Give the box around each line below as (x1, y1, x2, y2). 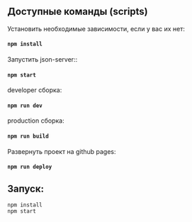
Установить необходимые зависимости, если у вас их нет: (7, 24, 186, 33)
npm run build (7, 133, 50, 140)
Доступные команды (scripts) (7, 6, 149, 18)
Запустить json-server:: (7, 55, 78, 64)
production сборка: (7, 116, 65, 125)
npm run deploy (7, 163, 52, 171)
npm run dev (7, 102, 43, 109)
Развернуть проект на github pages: (7, 147, 116, 155)
